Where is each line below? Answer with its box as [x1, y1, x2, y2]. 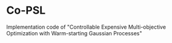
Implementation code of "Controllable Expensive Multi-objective [6, 23, 167, 30]
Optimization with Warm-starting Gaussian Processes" [6, 29, 142, 36]
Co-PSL [6, 4, 46, 17]
